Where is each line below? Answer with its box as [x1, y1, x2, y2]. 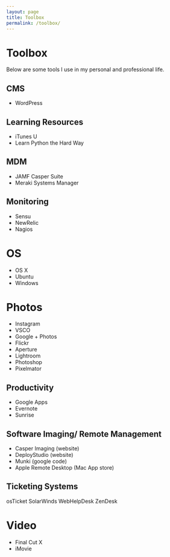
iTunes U [14, 133, 37, 140]
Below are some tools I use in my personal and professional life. [6, 66, 165, 73]
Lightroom [14, 352, 41, 359]
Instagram [14, 320, 40, 327]
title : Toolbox [6, 14, 45, 20]
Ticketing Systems [6, 482, 78, 492]
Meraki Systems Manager [14, 179, 79, 186]
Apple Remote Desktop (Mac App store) [14, 464, 115, 471]
